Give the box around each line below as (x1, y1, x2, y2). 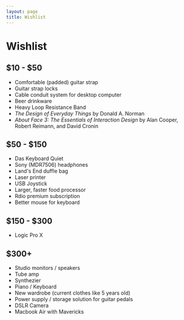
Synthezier (14, 276, 41, 283)
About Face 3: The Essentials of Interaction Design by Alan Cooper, (14, 116, 178, 123)
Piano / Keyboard (14, 283, 57, 290)
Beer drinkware (14, 97, 52, 104)
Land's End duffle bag (14, 167, 69, 174)
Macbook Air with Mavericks (14, 308, 84, 315)
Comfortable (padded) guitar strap (14, 78, 99, 85)
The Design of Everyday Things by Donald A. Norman (14, 110, 145, 117)
